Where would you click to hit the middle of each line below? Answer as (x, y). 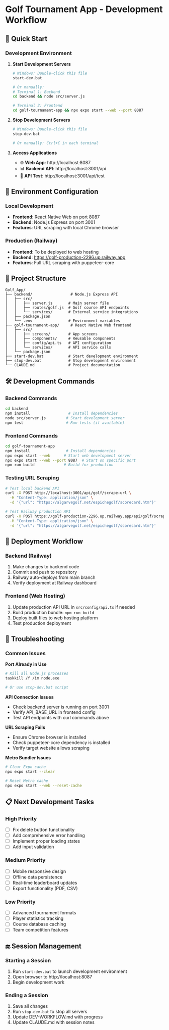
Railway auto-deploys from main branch (54, 577)
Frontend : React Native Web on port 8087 (56, 217)
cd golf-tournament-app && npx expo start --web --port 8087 (78, 110)
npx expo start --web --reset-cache (44, 786)
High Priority (21, 818)
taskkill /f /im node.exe (32, 678)
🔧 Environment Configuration (52, 192)
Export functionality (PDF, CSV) (45, 888)
